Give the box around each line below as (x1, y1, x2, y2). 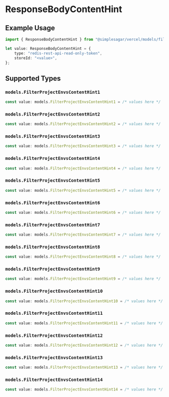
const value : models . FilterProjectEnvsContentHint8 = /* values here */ (5, 254, 161, 259)
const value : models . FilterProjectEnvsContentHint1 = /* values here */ (5, 99, 161, 104)
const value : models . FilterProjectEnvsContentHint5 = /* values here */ (5, 188, 161, 193)
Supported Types (5, 74, 61, 83)
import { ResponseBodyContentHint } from (5, 37, 94, 42)
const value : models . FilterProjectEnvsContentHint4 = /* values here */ (5, 165, 161, 171)
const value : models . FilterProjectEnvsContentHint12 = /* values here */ (5, 343, 163, 348)
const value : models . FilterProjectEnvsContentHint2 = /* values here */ (5, 122, 161, 127)
